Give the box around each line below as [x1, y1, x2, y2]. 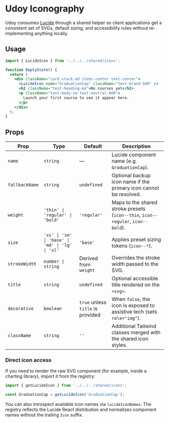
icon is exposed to [111, 302, 155, 309]
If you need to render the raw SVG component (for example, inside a [5, 368, 147, 374]
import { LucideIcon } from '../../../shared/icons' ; [5, 58, 121, 63]
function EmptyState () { [5, 67, 57, 72]
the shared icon [111, 335, 148, 342]
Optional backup [111, 172, 151, 179]
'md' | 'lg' [43, 242, 72, 248]
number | [43, 259, 64, 264]
